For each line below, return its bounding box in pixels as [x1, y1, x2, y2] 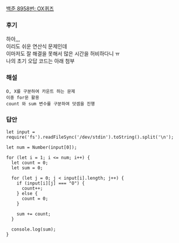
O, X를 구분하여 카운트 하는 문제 [6, 88, 75, 94]
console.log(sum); [11, 226, 57, 232]
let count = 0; [11, 160, 49, 166]
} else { [16, 190, 38, 196]
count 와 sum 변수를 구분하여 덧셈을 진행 [6, 101, 95, 107]
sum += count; [16, 211, 51, 217]
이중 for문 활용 [6, 94, 40, 101]
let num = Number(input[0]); [6, 144, 77, 150]
